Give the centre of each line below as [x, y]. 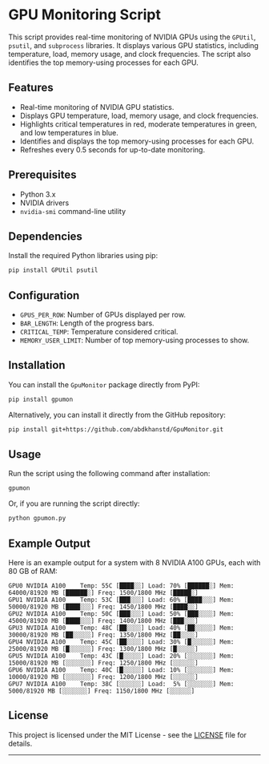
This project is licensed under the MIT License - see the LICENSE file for [127, 734]
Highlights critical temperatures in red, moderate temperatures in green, [139, 124]
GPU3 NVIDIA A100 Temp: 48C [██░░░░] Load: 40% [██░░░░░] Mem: [121, 628]
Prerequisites [42, 175]
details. [20, 743]
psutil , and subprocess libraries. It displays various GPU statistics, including [133, 45]
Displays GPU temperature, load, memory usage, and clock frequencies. [139, 115]
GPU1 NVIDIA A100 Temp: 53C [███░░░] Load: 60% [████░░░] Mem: [121, 600]
